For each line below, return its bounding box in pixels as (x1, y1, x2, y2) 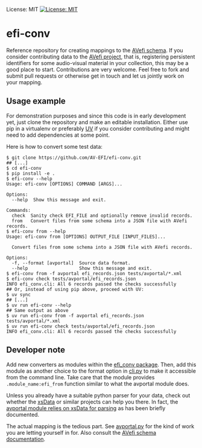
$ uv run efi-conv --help (6, 302, 71, 308)
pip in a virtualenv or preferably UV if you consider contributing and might (6, 125, 190, 132)
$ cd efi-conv (6, 165, 42, 171)
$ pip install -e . (6, 170, 55, 176)
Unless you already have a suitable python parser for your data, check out (6, 391, 191, 399)
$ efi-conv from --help (6, 228, 66, 234)
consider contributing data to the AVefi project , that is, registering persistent (6, 53, 195, 60)
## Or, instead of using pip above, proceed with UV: (6, 286, 145, 292)
